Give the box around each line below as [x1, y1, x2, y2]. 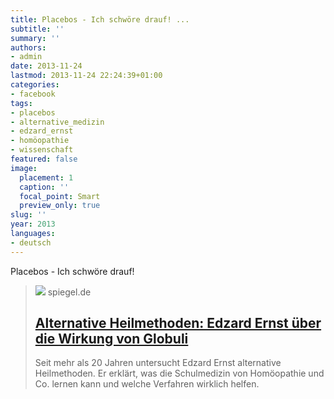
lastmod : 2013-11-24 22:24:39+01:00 [10, 71, 163, 81]
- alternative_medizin [10, 117, 105, 127]
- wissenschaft [10, 145, 74, 155]
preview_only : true [19, 201, 101, 211]
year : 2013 [10, 219, 56, 230]
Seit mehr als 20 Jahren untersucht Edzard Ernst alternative [34, 357, 282, 369]
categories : [10, 80, 60, 90]
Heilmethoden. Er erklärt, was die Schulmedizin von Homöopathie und [34, 367, 325, 380]
